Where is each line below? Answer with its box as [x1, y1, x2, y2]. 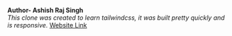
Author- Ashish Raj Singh [7, 6, 84, 14]
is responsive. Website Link [7, 21, 87, 29]
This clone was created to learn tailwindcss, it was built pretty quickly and [7, 13, 225, 22]
